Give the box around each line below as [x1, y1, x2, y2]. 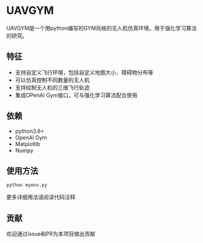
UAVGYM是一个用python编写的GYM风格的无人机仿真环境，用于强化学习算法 [6, 24, 197, 32]
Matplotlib [15, 140, 41, 147]
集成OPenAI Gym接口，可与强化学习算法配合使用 [15, 92, 138, 99]
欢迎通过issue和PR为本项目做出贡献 [6, 230, 96, 238]
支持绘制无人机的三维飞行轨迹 [15, 84, 90, 91]
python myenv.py [6, 182, 47, 188]
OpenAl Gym [15, 134, 47, 141]
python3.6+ [15, 127, 44, 135]
